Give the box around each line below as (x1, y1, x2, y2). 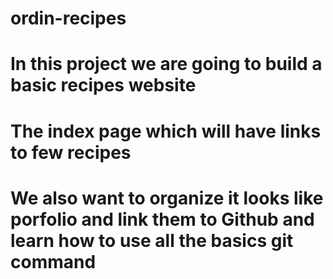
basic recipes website (10, 74, 197, 97)
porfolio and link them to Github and (10, 208, 315, 231)
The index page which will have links (10, 120, 322, 142)
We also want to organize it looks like (10, 187, 324, 209)
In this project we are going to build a (10, 53, 323, 76)
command (10, 250, 97, 273)
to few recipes (10, 141, 132, 164)
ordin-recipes (10, 7, 127, 30)
